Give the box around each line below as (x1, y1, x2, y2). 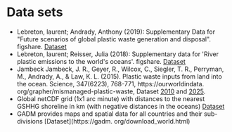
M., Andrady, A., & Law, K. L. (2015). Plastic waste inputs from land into (16, 72, 222, 81)
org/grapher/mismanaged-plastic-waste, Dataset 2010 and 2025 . (16, 87, 206, 95)
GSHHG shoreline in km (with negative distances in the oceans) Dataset (16, 102, 225, 110)
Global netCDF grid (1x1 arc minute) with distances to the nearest (16, 94, 205, 103)
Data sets (6, 4, 63, 20)
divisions (16, 117, 43, 125)
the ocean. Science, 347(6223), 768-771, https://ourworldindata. (16, 79, 205, 88)
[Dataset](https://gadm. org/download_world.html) (44, 117, 191, 125)
